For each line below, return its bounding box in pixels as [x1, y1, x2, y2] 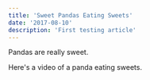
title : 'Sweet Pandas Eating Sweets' [8, 11, 133, 20]
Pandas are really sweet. [8, 48, 89, 57]
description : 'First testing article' [8, 26, 137, 34]
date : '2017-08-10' [8, 19, 73, 27]
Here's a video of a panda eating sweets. [8, 63, 143, 72]
